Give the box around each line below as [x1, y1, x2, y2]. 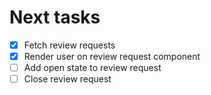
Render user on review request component [23, 51, 201, 62]
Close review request [23, 73, 112, 85]
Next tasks [9, 6, 101, 29]
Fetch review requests [23, 39, 116, 51]
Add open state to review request [23, 62, 162, 74]
